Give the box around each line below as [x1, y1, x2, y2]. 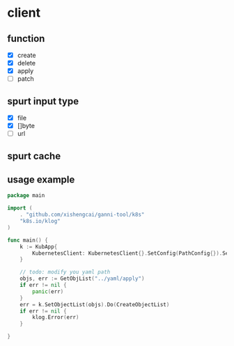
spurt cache [7, 150, 61, 162]
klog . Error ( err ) [32, 314, 79, 321]
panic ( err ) [32, 288, 64, 295]
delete [17, 59, 36, 68]
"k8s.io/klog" [19, 218, 61, 225]
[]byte [17, 122, 35, 130]
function [7, 33, 45, 45]
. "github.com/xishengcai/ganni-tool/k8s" [19, 211, 145, 219]
